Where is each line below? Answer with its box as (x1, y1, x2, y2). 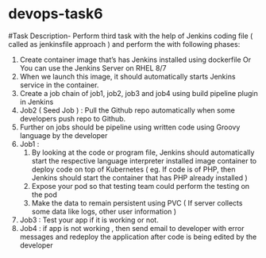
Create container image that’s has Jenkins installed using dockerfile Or (19, 55, 252, 64)
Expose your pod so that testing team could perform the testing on (31, 181, 250, 191)
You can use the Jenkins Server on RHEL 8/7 (19, 63, 167, 72)
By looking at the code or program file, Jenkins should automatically (31, 148, 255, 157)
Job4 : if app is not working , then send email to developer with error (19, 223, 245, 233)
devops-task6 (8, 5, 103, 23)
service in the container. (19, 80, 99, 90)
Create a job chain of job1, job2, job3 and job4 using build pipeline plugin (19, 88, 258, 98)
